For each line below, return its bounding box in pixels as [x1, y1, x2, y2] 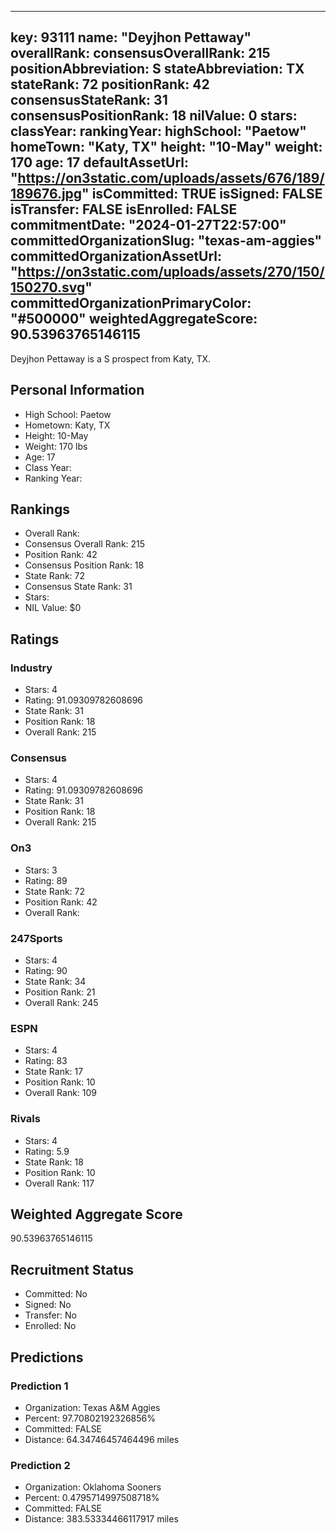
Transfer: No [24, 1309, 77, 1321]
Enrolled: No [24, 1320, 77, 1332]
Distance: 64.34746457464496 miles [24, 1433, 180, 1445]
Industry [10, 661, 53, 675]
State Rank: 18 [24, 1156, 84, 1168]
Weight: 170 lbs [24, 440, 88, 452]
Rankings [10, 501, 70, 518]
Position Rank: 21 [24, 986, 96, 998]
